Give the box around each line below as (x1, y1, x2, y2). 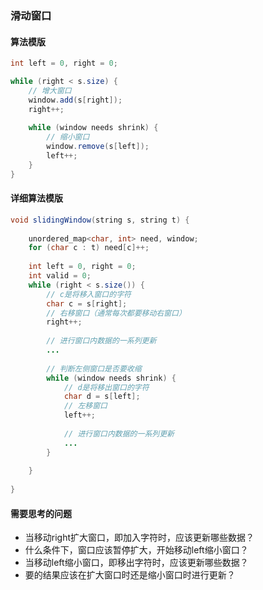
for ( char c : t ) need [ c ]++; (28, 243, 150, 253)
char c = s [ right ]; (46, 298, 128, 309)
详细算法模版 (10, 192, 63, 204)
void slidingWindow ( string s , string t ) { (10, 215, 190, 225)
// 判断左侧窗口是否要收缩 (46, 363, 142, 374)
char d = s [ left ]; (63, 392, 141, 402)
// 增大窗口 (28, 85, 72, 96)
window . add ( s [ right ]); (28, 95, 123, 105)
